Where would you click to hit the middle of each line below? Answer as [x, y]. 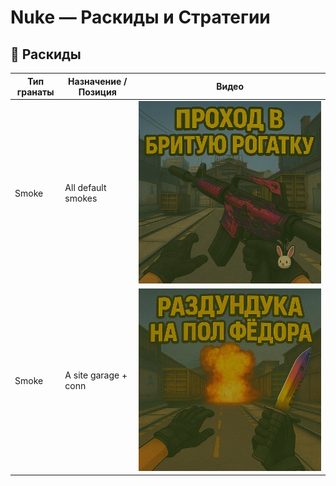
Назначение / [98, 81]
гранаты [35, 92]
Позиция [97, 92]
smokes [81, 198]
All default [85, 188]
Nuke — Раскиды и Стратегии [140, 17]
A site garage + [96, 375]
